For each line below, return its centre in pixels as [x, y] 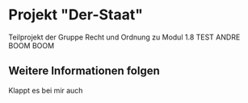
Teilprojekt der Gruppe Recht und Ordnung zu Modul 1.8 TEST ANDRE [124, 37]
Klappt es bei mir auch [46, 90]
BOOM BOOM [32, 45]
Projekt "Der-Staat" [76, 15]
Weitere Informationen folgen [84, 71]
